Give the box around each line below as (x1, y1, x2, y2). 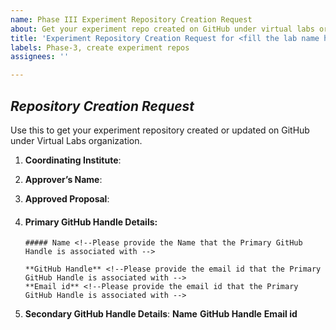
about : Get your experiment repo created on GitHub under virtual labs (10, 24, 315, 34)
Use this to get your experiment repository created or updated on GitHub (10, 124, 310, 136)
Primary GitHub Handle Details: (24, 216, 158, 228)
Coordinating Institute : (24, 154, 122, 166)
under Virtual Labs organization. (10, 134, 143, 146)
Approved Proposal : (24, 192, 110, 205)
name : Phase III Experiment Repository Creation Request (10, 14, 253, 25)
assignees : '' (10, 52, 70, 62)
